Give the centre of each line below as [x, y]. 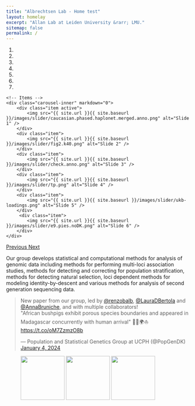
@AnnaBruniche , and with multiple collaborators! [79, 307]
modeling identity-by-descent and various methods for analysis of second [95, 283]
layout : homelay [26, 17]
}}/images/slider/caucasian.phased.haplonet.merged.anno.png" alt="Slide [98, 118]
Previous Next [23, 247]
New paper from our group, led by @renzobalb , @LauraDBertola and [103, 301]
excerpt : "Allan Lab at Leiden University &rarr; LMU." [75, 22]
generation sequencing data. [41, 290]
